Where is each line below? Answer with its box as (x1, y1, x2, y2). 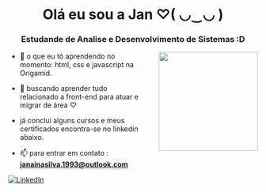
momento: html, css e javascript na (19, 60, 135, 70)
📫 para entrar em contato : (19, 149, 109, 158)
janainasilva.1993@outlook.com (19, 160, 128, 169)
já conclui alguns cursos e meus (19, 116, 125, 126)
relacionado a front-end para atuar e (19, 92, 139, 102)
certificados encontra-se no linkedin (19, 124, 139, 134)
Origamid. (19, 69, 53, 78)
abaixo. (19, 133, 44, 142)
